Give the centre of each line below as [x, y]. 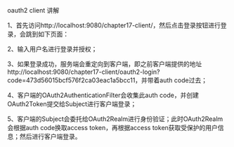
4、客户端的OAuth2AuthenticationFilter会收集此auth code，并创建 [103, 95]
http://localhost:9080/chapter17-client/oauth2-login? [84, 72]
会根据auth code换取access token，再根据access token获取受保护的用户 [112, 128]
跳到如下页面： [47, 34]
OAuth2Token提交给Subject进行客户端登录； [72, 104]
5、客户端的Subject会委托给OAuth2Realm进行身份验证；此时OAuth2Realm [115, 119]
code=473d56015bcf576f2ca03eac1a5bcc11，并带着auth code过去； [107, 80]
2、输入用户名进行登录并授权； [52, 49]
